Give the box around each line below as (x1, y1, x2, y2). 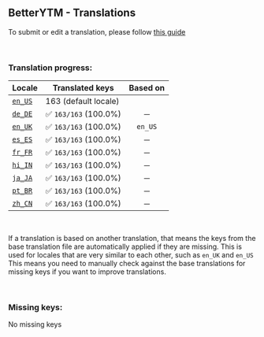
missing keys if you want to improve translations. (8, 267, 167, 276)
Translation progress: (8, 62, 93, 73)
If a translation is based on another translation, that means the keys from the (8, 234, 256, 243)
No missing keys (8, 320, 62, 329)
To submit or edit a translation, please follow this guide (8, 27, 186, 36)
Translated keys (52, 83, 114, 94)
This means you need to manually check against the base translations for (8, 259, 246, 268)
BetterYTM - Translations (8, 6, 136, 20)
